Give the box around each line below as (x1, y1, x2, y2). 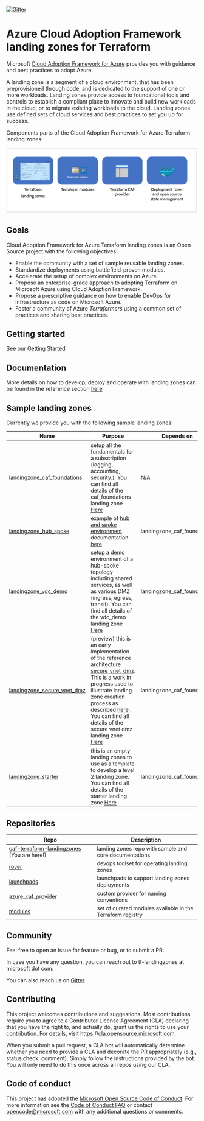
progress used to (90, 680, 134, 687)
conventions (97, 896, 128, 904)
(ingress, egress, (90, 594, 132, 602)
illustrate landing (90, 687, 132, 694)
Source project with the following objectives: (6, 247, 118, 255)
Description (131, 836, 161, 843)
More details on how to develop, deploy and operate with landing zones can (6, 379, 196, 386)
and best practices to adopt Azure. (6, 66, 93, 74)
